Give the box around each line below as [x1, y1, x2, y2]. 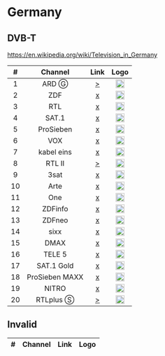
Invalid [7, 319, 37, 331]
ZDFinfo [41, 204, 69, 213]
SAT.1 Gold [36, 261, 74, 270]
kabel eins [38, 148, 72, 157]
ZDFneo [41, 215, 69, 225]
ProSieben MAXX [27, 272, 84, 282]
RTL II [45, 159, 65, 168]
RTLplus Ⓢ [36, 295, 75, 304]
